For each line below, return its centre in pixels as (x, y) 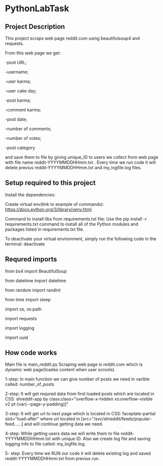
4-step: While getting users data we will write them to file (63, 434)
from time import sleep (28, 299)
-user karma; (18, 81)
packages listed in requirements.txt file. (45, 229)
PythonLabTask (37, 9)
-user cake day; (21, 91)
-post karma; (18, 100)
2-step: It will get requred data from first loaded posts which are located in (80, 394)
